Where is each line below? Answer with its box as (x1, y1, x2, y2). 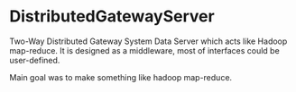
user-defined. (9, 54, 60, 65)
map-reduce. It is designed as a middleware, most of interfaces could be (9, 45, 280, 55)
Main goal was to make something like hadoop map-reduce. (9, 71, 233, 82)
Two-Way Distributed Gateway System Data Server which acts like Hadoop (9, 36, 288, 46)
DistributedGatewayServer (9, 6, 215, 27)
